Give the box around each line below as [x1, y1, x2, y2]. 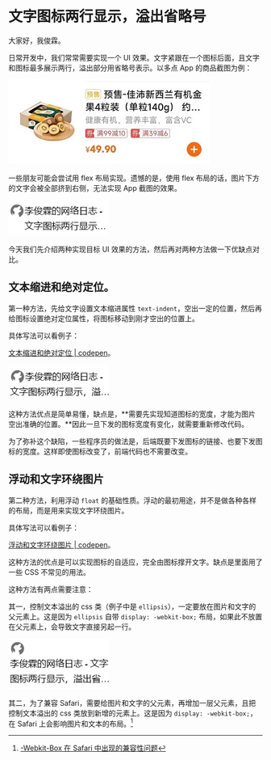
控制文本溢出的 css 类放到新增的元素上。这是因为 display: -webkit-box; [8, 708, 250, 718]
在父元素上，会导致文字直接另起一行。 [8, 622, 135, 631]
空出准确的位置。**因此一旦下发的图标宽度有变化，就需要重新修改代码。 [8, 419, 249, 429]
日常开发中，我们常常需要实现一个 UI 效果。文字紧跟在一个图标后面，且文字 [8, 53, 261, 62]
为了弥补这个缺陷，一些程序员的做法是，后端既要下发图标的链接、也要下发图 [8, 436, 263, 445]
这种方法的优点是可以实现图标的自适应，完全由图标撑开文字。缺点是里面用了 [8, 557, 263, 567]
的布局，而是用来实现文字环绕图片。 [8, 505, 129, 515]
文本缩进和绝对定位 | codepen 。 [8, 348, 115, 357]
